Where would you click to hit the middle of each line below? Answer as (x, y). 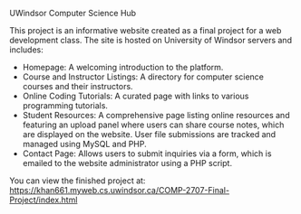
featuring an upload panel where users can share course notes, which (153, 125)
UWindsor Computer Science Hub (73, 13)
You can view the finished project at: (78, 181)
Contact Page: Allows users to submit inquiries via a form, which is (147, 154)
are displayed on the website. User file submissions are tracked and (149, 134)
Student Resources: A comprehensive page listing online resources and (156, 115)
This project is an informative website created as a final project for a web (146, 30)
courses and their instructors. (78, 86)
